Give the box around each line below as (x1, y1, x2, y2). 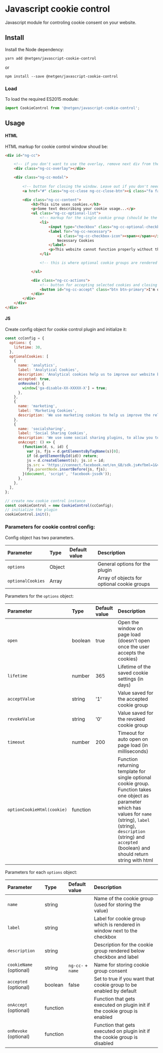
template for (118, 768, 146, 775)
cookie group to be (94, 981, 137, 988)
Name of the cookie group (94, 895, 154, 902)
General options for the (98, 561, 150, 567)
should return (118, 851, 149, 857)
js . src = (26, 462, 45, 468)
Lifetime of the (118, 663, 151, 670)
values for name (118, 810, 152, 817)
